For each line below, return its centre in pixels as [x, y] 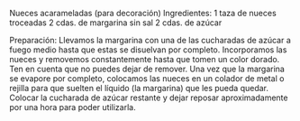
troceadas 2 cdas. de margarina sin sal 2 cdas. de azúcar [116, 23]
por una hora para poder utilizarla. [73, 107]
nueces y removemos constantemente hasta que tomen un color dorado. [145, 59]
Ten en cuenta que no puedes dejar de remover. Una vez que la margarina [147, 69]
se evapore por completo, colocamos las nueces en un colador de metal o [147, 79]
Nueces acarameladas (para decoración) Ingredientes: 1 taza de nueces [143, 13]
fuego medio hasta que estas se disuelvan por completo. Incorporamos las [148, 50]
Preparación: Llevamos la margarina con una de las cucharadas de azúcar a [150, 40]
